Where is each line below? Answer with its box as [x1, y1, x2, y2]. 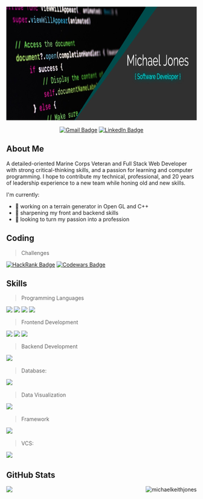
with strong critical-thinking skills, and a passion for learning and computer [6, 166, 193, 173]
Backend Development [21, 343, 78, 350]
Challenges [21, 249, 50, 256]
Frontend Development [21, 319, 79, 326]
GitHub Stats [6, 470, 56, 480]
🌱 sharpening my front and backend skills [14, 209, 119, 216]
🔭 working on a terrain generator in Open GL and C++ [14, 202, 149, 210]
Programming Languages [21, 294, 85, 302]
